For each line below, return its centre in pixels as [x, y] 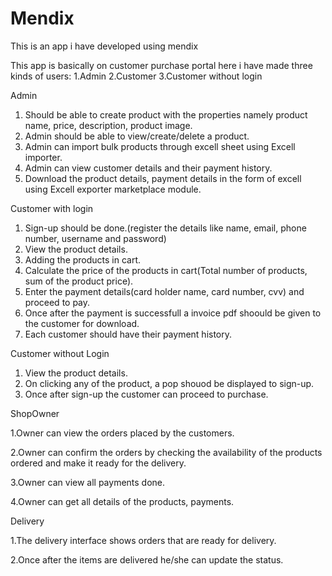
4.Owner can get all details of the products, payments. [122, 501]
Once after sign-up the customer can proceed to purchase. [146, 394]
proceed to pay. [57, 302]
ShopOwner [35, 413]
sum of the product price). [79, 281]
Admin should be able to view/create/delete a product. [137, 136]
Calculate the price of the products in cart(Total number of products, [166, 270]
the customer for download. [82, 323]
